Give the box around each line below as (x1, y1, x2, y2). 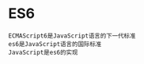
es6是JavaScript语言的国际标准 (8, 40, 102, 48)
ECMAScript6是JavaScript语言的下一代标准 (8, 32, 136, 40)
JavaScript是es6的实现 (8, 48, 78, 56)
